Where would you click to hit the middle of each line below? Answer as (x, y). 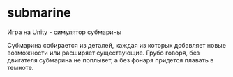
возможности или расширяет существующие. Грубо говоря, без (104, 53)
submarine (39, 13)
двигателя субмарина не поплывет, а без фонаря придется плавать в (111, 60)
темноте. (21, 67)
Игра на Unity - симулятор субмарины (65, 32)
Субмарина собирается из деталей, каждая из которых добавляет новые (117, 45)
